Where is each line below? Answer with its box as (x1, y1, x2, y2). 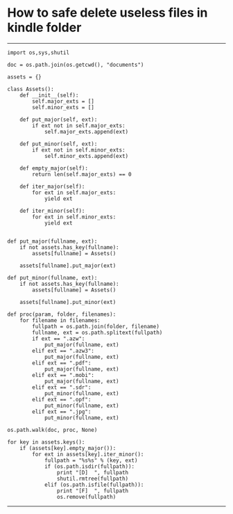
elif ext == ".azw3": (32, 347, 95, 354)
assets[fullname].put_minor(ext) (19, 298, 116, 305)
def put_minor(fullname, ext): (7, 274, 98, 281)
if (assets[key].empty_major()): (19, 444, 116, 451)
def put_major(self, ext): (19, 116, 98, 123)
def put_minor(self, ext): (19, 140, 98, 147)
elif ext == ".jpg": (32, 408, 92, 415)
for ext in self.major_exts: (32, 189, 116, 196)
